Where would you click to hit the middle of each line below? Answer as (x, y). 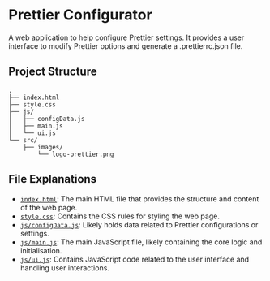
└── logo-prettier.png (76, 154)
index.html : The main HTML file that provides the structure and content (139, 199)
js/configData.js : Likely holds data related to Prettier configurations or (139, 224)
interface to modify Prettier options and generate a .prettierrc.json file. (126, 45)
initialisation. (41, 250)
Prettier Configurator (80, 15)
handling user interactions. (64, 268)
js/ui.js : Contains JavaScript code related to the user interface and (135, 259)
